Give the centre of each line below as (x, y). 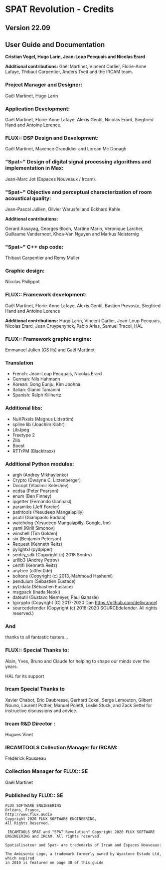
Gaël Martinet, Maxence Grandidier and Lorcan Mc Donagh (66, 149)
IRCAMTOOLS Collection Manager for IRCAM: (62, 748)
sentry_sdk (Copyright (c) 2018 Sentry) (52, 554)
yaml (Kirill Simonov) (34, 528)
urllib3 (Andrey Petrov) (36, 560)
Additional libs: (24, 408)
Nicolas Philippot (22, 282)
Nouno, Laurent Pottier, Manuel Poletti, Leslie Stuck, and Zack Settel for (79, 705)
